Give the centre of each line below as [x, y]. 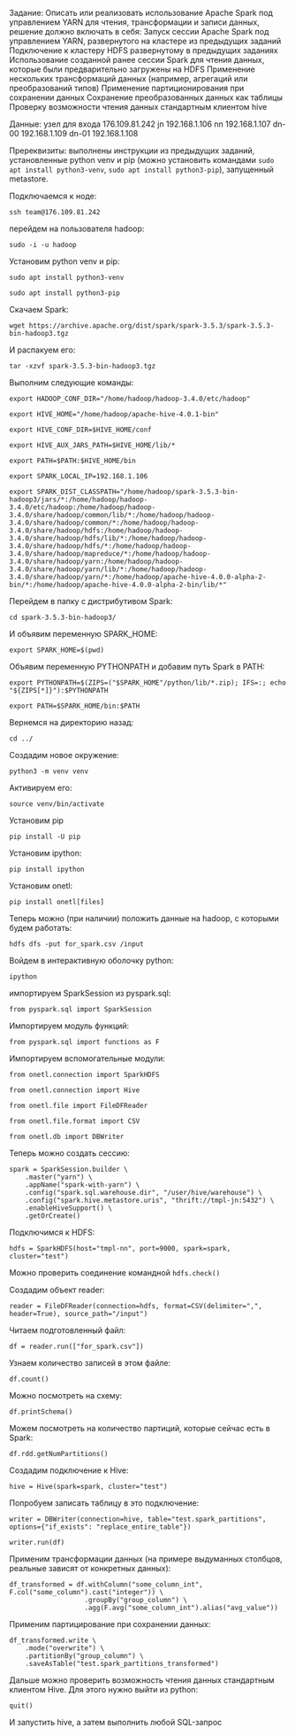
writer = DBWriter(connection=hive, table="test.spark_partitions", [138, 1519]
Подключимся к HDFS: [52, 1232]
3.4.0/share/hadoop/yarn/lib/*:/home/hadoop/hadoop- [108, 570]
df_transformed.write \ [53, 1640]
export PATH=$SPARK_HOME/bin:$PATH [75, 706]
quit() [21, 1706]
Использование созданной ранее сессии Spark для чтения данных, [137, 60]
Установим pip [37, 820]
